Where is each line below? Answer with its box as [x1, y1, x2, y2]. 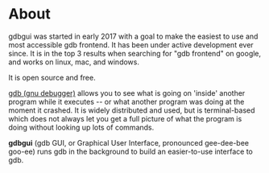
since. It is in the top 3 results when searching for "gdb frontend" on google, [8, 48, 262, 58]
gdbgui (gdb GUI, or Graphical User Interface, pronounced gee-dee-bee [8, 138, 250, 147]
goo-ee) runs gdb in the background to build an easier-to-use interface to [8, 146, 254, 156]
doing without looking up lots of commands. [8, 122, 155, 132]
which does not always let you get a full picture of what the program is [8, 113, 242, 123]
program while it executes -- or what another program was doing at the [8, 97, 245, 106]
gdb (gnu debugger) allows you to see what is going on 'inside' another [8, 88, 246, 97]
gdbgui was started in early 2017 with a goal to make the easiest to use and [8, 31, 259, 41]
